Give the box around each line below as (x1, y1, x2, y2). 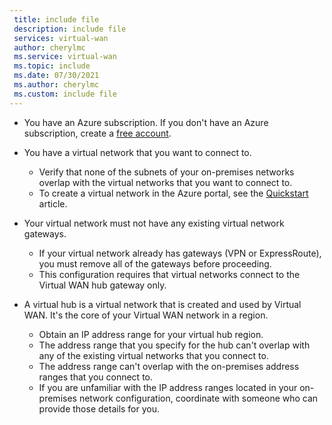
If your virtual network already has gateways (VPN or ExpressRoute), (38, 247, 322, 259)
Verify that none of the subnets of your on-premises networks (38, 166, 295, 178)
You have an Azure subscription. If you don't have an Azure (23, 116, 269, 128)
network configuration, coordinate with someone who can (78, 392, 319, 404)
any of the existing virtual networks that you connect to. (38, 349, 269, 361)
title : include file (13, 14, 100, 25)
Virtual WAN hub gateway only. (38, 279, 167, 291)
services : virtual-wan (13, 33, 109, 43)
